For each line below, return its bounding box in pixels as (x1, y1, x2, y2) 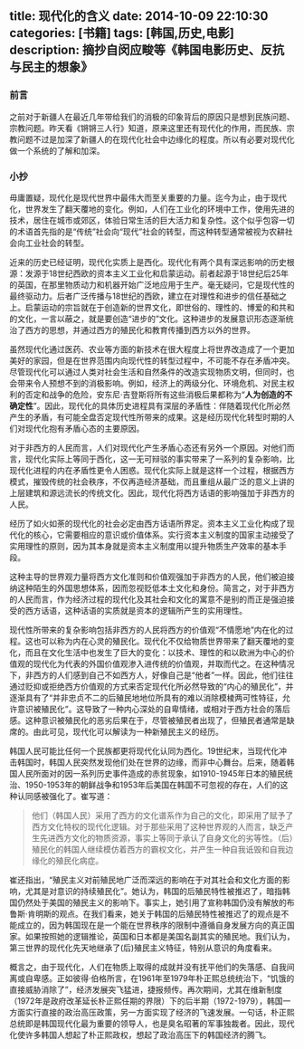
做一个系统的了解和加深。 (9, 145, 105, 156)
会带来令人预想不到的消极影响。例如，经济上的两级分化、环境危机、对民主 (9, 377, 287, 388)
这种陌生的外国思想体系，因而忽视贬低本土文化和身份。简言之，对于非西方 (16, 582, 295, 593)
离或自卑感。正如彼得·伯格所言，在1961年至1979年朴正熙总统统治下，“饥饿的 (9, 972, 295, 984)
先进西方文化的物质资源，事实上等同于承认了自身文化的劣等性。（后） (39, 832, 294, 844)
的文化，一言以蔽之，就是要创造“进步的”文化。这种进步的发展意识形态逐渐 (9, 313, 287, 324)
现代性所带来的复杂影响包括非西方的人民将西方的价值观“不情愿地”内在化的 (9, 624, 287, 635)
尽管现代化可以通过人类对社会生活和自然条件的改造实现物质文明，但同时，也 (9, 366, 295, 377)
